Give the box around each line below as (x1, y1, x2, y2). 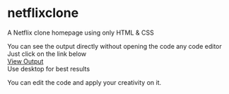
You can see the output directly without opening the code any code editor (7, 42, 223, 50)
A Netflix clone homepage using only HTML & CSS (7, 28, 154, 37)
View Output (7, 57, 44, 65)
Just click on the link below (7, 49, 87, 58)
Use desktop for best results (7, 64, 90, 73)
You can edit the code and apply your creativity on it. (7, 78, 161, 86)
